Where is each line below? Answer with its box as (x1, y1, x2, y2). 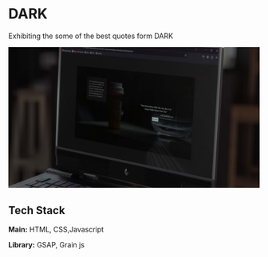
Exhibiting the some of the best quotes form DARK (8, 31, 174, 41)
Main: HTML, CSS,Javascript (8, 224, 104, 235)
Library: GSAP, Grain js (8, 240, 85, 250)
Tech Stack (8, 204, 65, 217)
